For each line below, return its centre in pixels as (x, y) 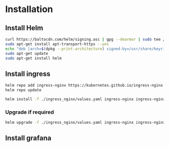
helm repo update (23, 90)
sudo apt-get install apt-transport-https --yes (57, 44)
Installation (29, 9)
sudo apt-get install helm (33, 58)
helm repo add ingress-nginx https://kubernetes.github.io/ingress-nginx (84, 86)
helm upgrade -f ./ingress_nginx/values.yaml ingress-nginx (70, 123)
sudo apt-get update (27, 53)
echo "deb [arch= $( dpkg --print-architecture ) (55, 49)
